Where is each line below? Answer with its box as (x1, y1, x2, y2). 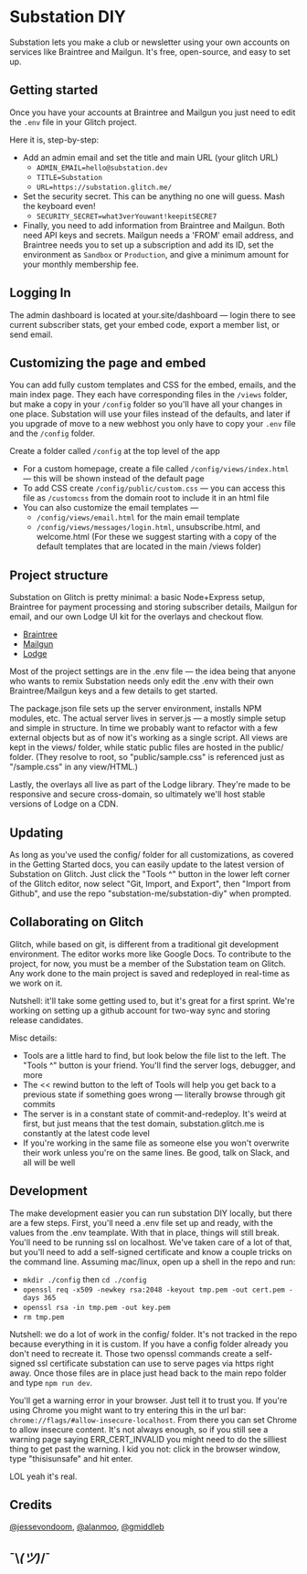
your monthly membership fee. (22, 259, 139, 269)
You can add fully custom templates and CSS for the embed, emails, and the (9, 379, 297, 390)
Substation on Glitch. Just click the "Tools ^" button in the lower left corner (9, 869, 291, 879)
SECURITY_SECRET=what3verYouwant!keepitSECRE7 (36, 212, 217, 221)
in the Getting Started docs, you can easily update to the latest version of (9, 859, 285, 870)
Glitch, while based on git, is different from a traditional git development (9, 938, 279, 949)
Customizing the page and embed (9, 354, 206, 371)
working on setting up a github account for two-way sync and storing (9, 1005, 271, 1016)
